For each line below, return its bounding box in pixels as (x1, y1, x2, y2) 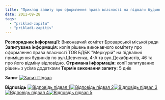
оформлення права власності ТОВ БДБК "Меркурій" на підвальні (5, 50, 142, 56)
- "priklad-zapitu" (9, 21, 50, 26)
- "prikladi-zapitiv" (9, 26, 54, 31)
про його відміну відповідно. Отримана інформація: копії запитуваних (5, 60, 155, 66)
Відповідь (5, 84, 27, 90)
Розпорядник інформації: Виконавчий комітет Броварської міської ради (5, 39, 159, 45)
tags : (5, 16, 16, 21)
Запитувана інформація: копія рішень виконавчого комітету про (5, 44, 142, 50)
